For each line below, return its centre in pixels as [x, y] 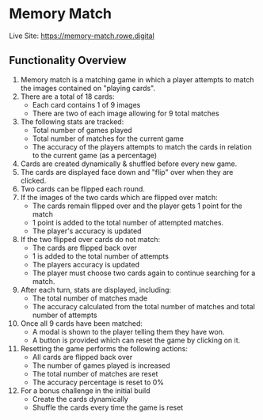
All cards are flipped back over [82, 357]
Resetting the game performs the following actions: [104, 348]
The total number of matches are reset [95, 373]
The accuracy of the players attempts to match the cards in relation [142, 146]
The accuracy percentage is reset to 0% [98, 382]
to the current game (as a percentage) [95, 155]
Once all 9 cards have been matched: [82, 323]
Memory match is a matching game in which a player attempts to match [137, 79]
